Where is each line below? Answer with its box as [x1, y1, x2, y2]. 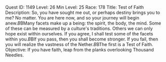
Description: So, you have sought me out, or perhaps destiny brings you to [5, 9, 160, 15]
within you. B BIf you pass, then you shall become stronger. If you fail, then [5, 36, 158, 42]
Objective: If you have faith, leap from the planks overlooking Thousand [5, 47, 154, 52]
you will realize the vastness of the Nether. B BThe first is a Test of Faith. [5, 41, 153, 47]
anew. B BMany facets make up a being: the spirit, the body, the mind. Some [5, 20, 161, 26]
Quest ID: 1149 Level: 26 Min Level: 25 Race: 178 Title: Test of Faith [5, 4, 144, 10]
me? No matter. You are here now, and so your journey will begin [5, 15, 140, 20]
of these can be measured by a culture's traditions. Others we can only [5, 25, 153, 31]
